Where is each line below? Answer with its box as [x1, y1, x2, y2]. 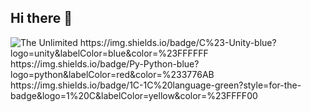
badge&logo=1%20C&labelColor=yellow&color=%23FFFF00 [10, 89, 258, 101]
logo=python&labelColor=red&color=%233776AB [10, 68, 215, 80]
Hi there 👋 [10, 10, 73, 27]
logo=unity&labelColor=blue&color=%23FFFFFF [10, 47, 209, 59]
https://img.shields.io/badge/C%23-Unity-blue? [79, 36, 277, 48]
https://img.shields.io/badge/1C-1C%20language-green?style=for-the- [10, 79, 302, 91]
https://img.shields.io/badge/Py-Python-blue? [10, 57, 200, 70]
